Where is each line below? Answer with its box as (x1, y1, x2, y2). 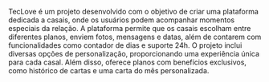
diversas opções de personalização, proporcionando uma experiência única (8, 49, 259, 58)
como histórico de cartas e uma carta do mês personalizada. (8, 66, 210, 75)
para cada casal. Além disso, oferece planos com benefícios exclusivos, (8, 57, 247, 67)
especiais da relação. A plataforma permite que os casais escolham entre (8, 24, 251, 33)
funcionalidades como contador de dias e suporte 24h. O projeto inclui (8, 41, 243, 50)
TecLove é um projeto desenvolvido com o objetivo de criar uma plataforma (8, 7, 259, 16)
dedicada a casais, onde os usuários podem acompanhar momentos (8, 15, 235, 25)
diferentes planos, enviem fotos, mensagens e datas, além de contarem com (8, 32, 262, 41)
